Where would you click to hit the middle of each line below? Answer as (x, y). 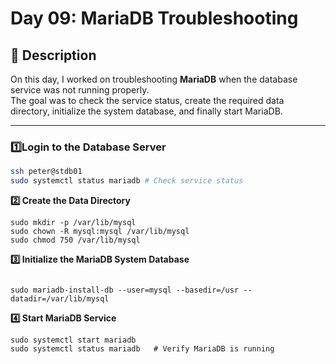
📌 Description (53, 55)
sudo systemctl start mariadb (73, 340)
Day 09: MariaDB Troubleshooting (154, 18)
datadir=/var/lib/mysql (60, 299)
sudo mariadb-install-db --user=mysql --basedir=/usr (125, 290)
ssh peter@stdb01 (46, 172)
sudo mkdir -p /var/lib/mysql (73, 223)
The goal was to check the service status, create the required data (147, 100)
